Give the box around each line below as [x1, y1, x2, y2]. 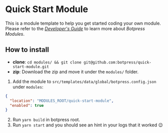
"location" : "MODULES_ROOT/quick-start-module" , [10, 98, 114, 103]
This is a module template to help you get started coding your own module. [5, 20, 161, 26]
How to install [5, 45, 49, 54]
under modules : [12, 84, 44, 90]
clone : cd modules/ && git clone [12, 59, 82, 65]
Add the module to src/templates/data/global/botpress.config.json [12, 78, 156, 84]
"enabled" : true [10, 103, 44, 108]
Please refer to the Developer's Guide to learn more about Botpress [5, 25, 145, 31]
